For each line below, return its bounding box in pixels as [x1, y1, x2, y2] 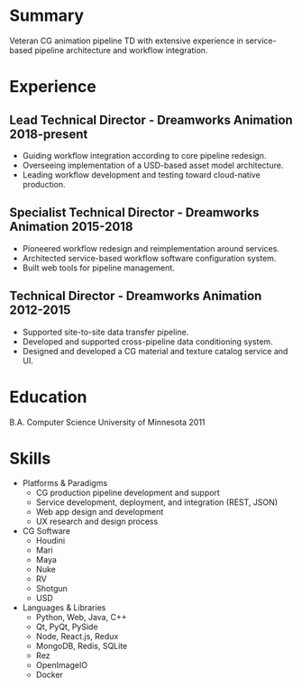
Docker [35, 669, 63, 681]
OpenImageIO [35, 660, 88, 671]
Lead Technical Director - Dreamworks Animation [9, 112, 293, 127]
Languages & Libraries [22, 602, 106, 613]
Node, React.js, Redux [35, 631, 119, 642]
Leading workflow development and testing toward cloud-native [22, 169, 261, 180]
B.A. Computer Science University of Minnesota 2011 [9, 417, 206, 427]
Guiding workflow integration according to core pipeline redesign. [22, 150, 267, 160]
